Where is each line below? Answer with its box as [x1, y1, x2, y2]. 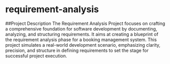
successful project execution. [5, 52, 67, 59]
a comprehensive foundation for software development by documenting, [5, 25, 157, 31]
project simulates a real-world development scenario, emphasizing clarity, [5, 42, 161, 48]
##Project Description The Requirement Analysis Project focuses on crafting [5, 20, 165, 26]
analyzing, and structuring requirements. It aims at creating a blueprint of [5, 31, 159, 37]
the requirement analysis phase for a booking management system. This [5, 37, 157, 43]
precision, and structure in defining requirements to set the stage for [5, 47, 149, 53]
